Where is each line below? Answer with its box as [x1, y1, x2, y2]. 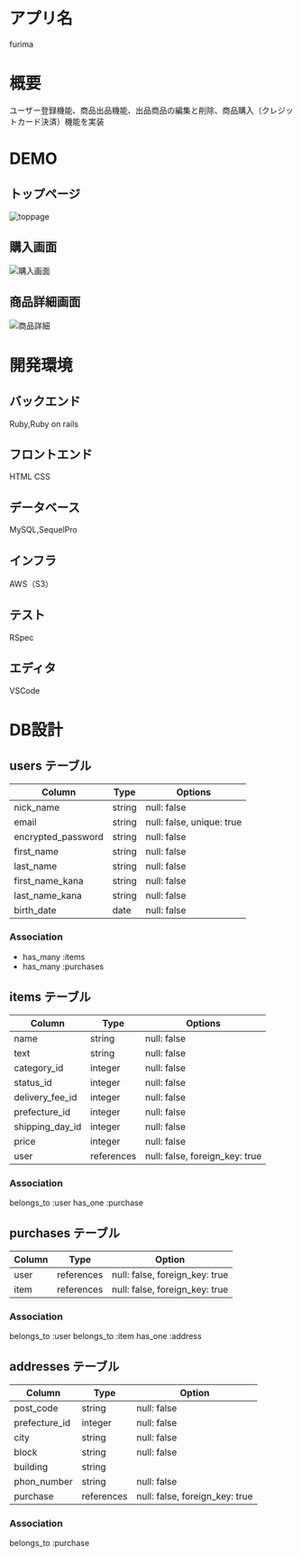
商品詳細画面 [9, 295, 81, 310]
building [14, 1460, 48, 1473]
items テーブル [9, 989, 92, 1005]
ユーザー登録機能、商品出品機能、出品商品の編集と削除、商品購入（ [9, 105, 262, 116]
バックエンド [9, 394, 81, 410]
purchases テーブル [9, 1226, 120, 1241]
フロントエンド [9, 447, 93, 462]
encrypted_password [14, 830, 104, 843]
